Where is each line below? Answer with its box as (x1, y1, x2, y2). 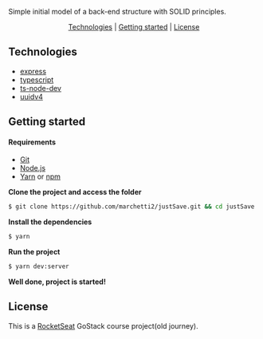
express (19, 66, 46, 76)
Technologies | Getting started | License (68, 22, 200, 31)
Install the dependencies (8, 217, 92, 227)
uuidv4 (19, 92, 44, 101)
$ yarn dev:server (8, 262, 69, 270)
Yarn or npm (19, 171, 61, 182)
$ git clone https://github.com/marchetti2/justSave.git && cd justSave (8, 203, 255, 211)
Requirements (8, 137, 57, 147)
